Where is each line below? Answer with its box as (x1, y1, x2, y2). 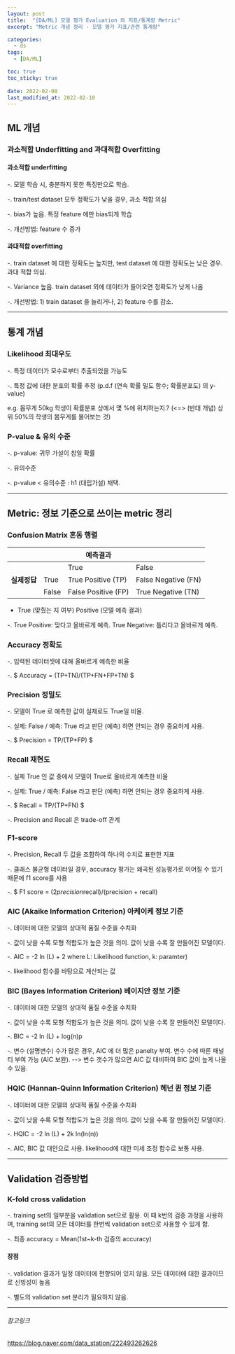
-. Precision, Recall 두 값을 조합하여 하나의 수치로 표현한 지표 (7, 850, 175, 858)
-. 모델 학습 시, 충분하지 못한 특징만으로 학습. (7, 180, 129, 188)
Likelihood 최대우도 (7, 349, 72, 359)
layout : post (7, 10, 45, 18)
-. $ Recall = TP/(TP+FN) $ (7, 801, 85, 809)
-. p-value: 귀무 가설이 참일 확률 (7, 449, 96, 457)
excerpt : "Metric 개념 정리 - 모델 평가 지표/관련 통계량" (7, 23, 161, 30)
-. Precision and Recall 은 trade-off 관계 (7, 815, 120, 823)
